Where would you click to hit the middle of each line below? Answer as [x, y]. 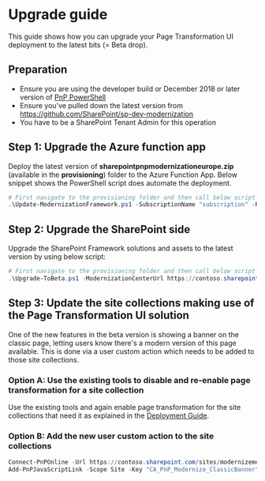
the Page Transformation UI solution [99, 316]
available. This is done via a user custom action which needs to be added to [131, 351]
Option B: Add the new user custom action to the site [111, 436]
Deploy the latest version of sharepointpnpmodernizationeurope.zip [121, 166]
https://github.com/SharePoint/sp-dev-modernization [106, 114]
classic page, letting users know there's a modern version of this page [122, 343]
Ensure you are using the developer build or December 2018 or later [130, 88]
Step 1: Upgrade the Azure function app [107, 147]
